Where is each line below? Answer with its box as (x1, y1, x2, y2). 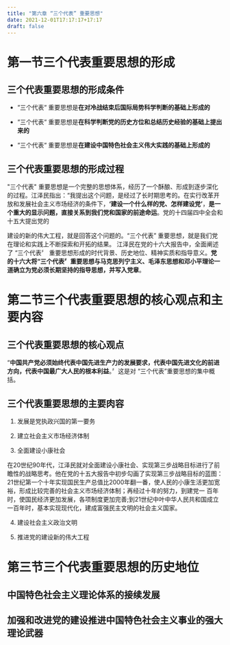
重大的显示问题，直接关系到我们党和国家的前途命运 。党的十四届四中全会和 (12, 209, 223, 217)
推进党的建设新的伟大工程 (16, 533, 90, 541)
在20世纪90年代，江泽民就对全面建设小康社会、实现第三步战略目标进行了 (7, 461, 214, 469)
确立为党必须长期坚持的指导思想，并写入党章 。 (12, 266, 145, 274)
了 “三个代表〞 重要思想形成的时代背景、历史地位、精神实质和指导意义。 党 (7, 248, 218, 257)
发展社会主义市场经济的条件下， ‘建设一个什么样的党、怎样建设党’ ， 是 (18, 200, 215, 208)
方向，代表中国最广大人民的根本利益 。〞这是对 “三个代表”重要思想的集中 (7, 367, 209, 375)
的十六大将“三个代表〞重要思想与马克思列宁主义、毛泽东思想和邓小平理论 (7, 257, 214, 266)
